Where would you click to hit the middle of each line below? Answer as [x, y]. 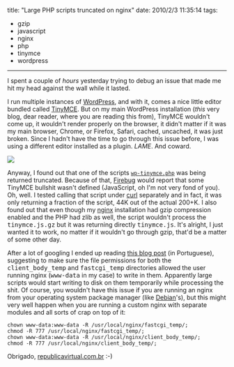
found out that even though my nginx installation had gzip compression [109, 210]
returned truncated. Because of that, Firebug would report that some [106, 180]
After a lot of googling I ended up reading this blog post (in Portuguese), [111, 253]
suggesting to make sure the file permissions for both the [89, 260]
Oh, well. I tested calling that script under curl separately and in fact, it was [115, 195]
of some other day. [34, 239]
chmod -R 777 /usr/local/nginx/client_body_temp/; [82, 343]
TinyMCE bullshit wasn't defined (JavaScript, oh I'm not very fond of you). [114, 187]
